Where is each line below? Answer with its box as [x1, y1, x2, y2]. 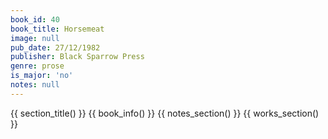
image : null [10, 33, 60, 43]
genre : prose [10, 61, 65, 71]
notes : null [10, 80, 60, 90]
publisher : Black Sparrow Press [10, 52, 145, 62]
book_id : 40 [10, 14, 60, 25]
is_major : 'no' [10, 71, 74, 81]
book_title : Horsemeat [10, 24, 105, 34]
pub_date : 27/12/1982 [10, 42, 101, 53]
